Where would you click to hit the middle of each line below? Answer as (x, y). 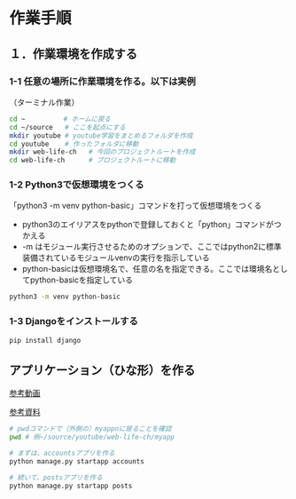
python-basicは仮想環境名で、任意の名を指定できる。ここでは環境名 (147, 269)
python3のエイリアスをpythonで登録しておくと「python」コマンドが (148, 225)
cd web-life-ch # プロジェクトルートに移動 (93, 161)
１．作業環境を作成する (73, 54)
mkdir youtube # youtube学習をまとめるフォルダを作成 (101, 135)
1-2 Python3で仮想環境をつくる (77, 185)
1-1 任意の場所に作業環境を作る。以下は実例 (103, 81)
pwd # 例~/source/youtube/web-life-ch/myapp (92, 437)
